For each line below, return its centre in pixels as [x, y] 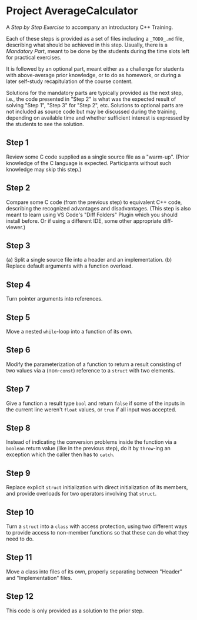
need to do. [20, 539]
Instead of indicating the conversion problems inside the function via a [91, 442]
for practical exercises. [34, 57]
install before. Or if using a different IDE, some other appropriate [84, 221]
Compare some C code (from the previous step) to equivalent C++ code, [94, 202]
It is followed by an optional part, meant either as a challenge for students [95, 68]
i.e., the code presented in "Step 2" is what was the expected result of [91, 99]
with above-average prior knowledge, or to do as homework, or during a [94, 75]
